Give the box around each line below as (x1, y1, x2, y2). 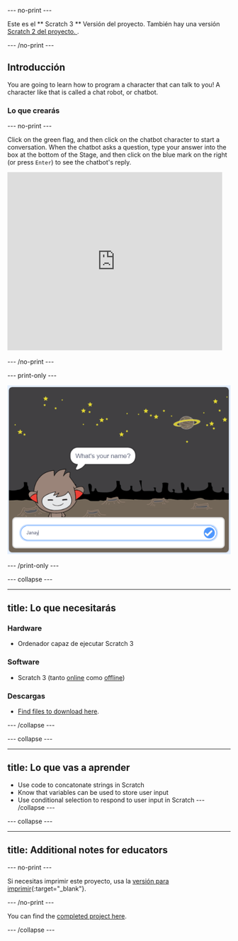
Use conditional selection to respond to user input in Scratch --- (17, 796, 205, 804)
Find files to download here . (17, 707, 99, 716)
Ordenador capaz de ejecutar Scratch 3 (17, 640, 134, 648)
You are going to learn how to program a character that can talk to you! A (7, 80, 221, 89)
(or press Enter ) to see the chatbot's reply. (7, 158, 132, 167)
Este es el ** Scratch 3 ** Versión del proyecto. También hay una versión (7, 20, 220, 28)
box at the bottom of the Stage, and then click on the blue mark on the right (7, 150, 228, 159)
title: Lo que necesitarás (7, 602, 116, 614)
